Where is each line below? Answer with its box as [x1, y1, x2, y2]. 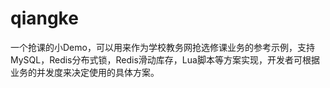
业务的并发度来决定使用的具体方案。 [10, 66, 160, 78]
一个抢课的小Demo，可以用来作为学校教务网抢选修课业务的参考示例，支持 [10, 41, 315, 53]
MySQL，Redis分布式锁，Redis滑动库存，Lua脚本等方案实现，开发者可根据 [10, 53, 320, 66]
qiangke [10, 7, 79, 30]
